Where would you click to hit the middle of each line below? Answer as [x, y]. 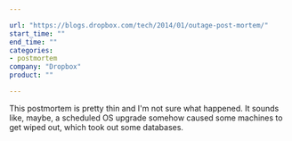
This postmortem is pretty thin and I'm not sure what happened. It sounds [144, 108]
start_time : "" [37, 33]
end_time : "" [33, 42]
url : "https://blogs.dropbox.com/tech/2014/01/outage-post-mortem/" [139, 25]
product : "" [31, 75]
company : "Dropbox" [45, 67]
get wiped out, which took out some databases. [97, 127]
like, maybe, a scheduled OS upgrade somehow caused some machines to [146, 118]
